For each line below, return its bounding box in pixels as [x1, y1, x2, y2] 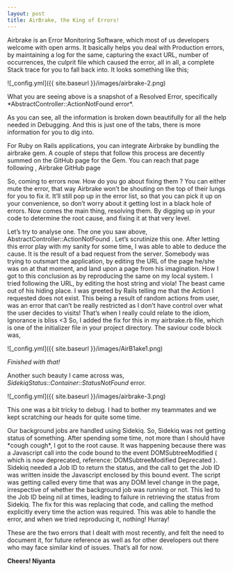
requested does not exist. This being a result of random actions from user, [7, 293, 220, 302]
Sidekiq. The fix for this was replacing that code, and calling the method [7, 500, 214, 508]
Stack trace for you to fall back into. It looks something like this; [7, 65, 189, 74]
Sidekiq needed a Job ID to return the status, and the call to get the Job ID [7, 463, 220, 471]
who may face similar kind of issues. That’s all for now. [7, 543, 163, 551]
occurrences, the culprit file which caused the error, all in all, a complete [7, 58, 214, 66]
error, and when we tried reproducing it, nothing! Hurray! [7, 515, 170, 523]
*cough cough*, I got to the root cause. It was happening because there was [7, 441, 226, 449]
